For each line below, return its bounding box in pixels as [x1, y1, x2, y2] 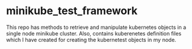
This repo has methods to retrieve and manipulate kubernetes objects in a [6, 24, 187, 31]
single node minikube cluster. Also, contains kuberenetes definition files [6, 30, 182, 37]
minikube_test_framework [6, 4, 138, 18]
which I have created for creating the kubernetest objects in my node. [6, 36, 177, 43]
